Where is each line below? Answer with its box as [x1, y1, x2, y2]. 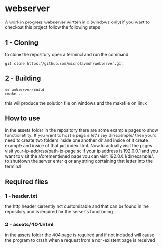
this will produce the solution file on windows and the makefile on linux [5, 100, 147, 106]
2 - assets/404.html [5, 221, 54, 227]
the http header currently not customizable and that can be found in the [5, 203, 149, 209]
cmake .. [5, 91, 23, 96]
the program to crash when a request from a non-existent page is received [5, 237, 155, 243]
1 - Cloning [5, 39, 39, 47]
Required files [5, 178, 48, 186]
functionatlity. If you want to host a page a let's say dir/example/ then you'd [5, 133, 157, 138]
